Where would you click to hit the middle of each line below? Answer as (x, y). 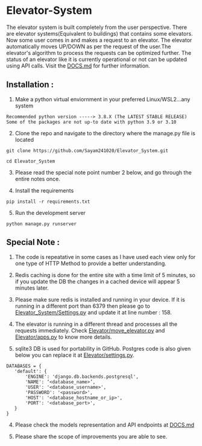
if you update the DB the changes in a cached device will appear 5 (97, 281)
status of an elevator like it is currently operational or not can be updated (96, 59)
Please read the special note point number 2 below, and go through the (103, 172)
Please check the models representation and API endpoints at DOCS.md (105, 425)
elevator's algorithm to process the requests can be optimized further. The (99, 53)
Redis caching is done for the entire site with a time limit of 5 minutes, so (105, 275)
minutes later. (32, 288)
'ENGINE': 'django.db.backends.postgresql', (82, 377)
